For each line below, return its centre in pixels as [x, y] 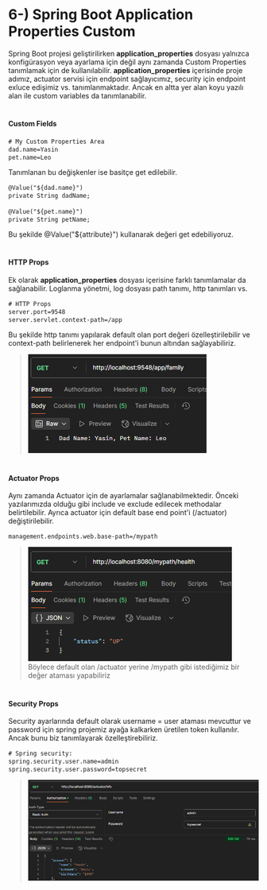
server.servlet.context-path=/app [66, 319]
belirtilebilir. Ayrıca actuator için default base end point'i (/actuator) [118, 513]
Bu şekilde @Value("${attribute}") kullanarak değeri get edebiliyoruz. [121, 234]
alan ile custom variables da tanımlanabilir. [77, 95]
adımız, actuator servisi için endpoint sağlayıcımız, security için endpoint [127, 79]
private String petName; [49, 219]
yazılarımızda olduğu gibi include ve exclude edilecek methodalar [115, 504]
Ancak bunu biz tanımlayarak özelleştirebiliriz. [83, 738]
